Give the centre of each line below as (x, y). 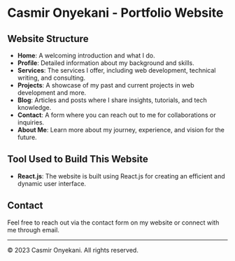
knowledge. (34, 107)
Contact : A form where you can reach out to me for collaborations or (116, 115)
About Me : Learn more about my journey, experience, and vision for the (121, 130)
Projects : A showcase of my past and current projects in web (106, 85)
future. (27, 137)
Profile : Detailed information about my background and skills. (106, 63)
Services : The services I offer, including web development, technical (116, 70)
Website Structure (48, 39)
